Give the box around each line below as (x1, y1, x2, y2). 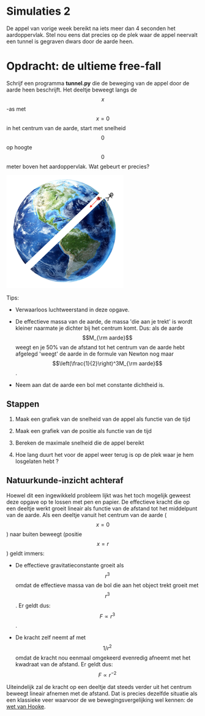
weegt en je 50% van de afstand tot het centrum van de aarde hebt (15, 343, 185, 351)
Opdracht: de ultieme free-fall (6, 60, 162, 73)
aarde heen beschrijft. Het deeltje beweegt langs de (6, 86, 138, 93)
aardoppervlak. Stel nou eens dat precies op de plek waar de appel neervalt (6, 31, 198, 38)
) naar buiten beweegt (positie (6, 530, 83, 538)
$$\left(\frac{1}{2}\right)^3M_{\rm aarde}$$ (52, 359, 163, 367)
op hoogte (6, 143, 32, 151)
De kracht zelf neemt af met (15, 634, 86, 641)
